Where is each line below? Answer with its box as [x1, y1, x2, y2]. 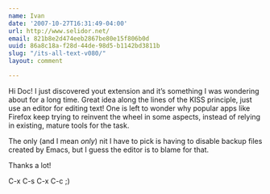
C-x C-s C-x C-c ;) [8, 175, 70, 186]
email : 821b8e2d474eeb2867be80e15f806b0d [8, 34, 150, 43]
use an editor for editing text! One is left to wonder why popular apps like [8, 103, 251, 113]
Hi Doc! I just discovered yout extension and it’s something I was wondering [8, 86, 260, 95]
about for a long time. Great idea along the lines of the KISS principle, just [8, 95, 252, 104]
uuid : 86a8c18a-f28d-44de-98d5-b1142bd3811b [8, 42, 160, 50]
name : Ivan [8, 11, 45, 20]
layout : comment [8, 57, 63, 65]
